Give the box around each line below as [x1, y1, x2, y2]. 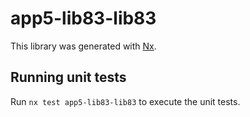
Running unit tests [10, 69, 127, 86]
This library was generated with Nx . [10, 40, 157, 52]
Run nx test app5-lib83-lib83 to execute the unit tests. [10, 95, 241, 107]
